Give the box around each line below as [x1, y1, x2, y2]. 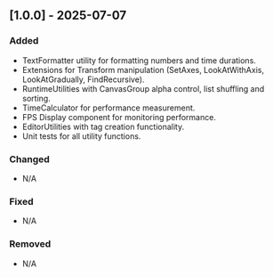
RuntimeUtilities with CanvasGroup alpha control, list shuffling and [21, 83, 265, 94]
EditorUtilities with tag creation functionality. [21, 121, 185, 132]
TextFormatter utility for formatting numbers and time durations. [21, 54, 256, 66]
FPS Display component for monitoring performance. [21, 111, 216, 122]
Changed [9, 152, 51, 165]
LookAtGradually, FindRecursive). [21, 74, 145, 85]
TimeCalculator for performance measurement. [21, 102, 196, 113]
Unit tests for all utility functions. [21, 130, 141, 142]
